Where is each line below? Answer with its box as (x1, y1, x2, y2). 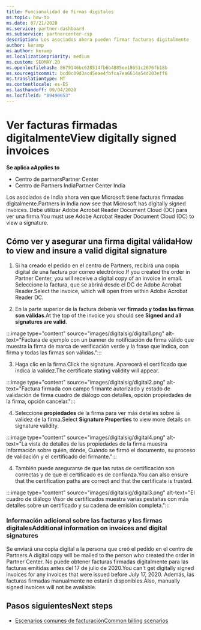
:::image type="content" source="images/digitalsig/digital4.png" (6, 434, 166, 441)
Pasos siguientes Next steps (6, 601, 113, 611)
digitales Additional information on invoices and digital (6, 524, 167, 532)
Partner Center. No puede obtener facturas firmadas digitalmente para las (6, 558, 189, 565)
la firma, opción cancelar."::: (6, 398, 76, 405)
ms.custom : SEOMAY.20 (6, 59, 61, 65)
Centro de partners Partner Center (14, 175, 99, 183)
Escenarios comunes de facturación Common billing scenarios (14, 617, 169, 624)
